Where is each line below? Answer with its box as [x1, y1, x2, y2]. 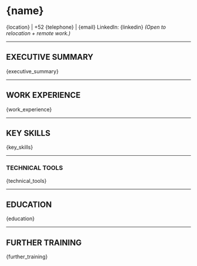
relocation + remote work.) [6, 29, 71, 36]
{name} [6, 4, 44, 18]
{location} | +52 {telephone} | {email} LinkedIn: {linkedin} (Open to [6, 23, 166, 30]
